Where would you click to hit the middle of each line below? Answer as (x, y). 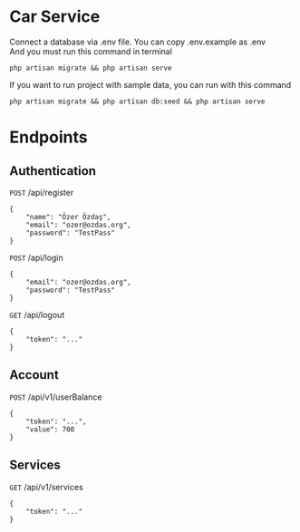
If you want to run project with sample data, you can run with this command (150, 84)
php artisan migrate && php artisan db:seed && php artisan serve (137, 102)
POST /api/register (42, 192)
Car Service (55, 17)
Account (34, 375)
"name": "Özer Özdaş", (68, 217)
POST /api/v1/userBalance (56, 397)
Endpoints (48, 137)
